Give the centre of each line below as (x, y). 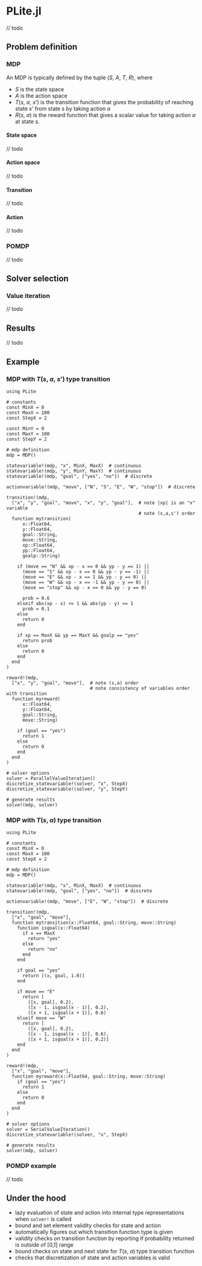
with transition (27, 694)
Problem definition (42, 47)
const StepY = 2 (27, 439)
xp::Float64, (39, 545)
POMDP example (31, 1166)
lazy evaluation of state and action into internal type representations (99, 1213)
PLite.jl (24, 11)
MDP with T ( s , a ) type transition (54, 820)
